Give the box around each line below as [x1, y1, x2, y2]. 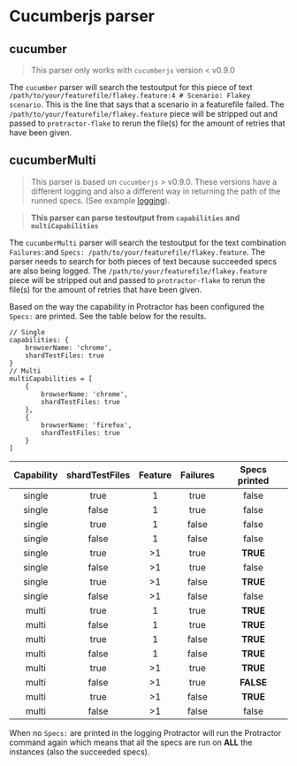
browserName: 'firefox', [41, 420, 133, 430]
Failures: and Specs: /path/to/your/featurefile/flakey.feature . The [9, 246, 266, 257]
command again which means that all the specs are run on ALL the [9, 737, 253, 747]
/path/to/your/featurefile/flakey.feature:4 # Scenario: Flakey [9, 91, 251, 100]
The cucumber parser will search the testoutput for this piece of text [9, 82, 254, 92]
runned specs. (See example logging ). [30, 195, 171, 205]
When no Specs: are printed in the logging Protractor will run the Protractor [9, 727, 282, 738]
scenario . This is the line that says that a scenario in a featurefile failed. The [9, 99, 285, 110]
